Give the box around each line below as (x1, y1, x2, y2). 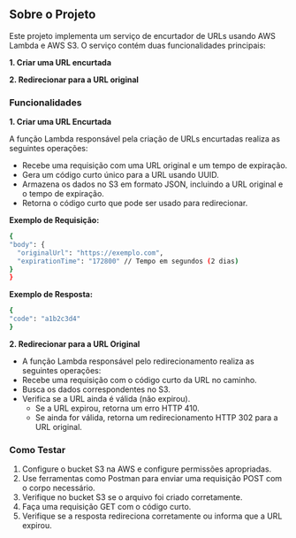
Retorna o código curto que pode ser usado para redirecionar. (21, 198, 248, 209)
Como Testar (9, 443, 66, 456)
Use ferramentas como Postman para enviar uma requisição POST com (21, 473, 283, 484)
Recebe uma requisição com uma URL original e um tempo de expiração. (21, 160, 288, 171)
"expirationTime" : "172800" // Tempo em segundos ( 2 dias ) (17, 257, 239, 265)
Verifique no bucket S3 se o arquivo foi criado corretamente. (21, 492, 243, 503)
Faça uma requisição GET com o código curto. (21, 502, 192, 512)
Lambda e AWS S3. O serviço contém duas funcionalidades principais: (9, 40, 267, 50)
